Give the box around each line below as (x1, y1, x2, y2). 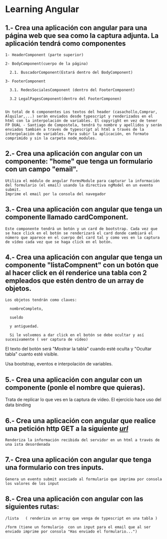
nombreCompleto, (9, 306, 43, 311)
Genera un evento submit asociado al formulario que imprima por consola (5, 476, 162, 482)
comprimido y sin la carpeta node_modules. (5, 136, 97, 141)
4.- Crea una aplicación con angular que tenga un (5, 253, 162, 262)
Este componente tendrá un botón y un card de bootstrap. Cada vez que (5, 226, 157, 231)
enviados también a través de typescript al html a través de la (5, 127, 144, 132)
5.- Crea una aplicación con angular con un (5, 375, 142, 384)
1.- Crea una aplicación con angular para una (5, 24, 147, 32)
